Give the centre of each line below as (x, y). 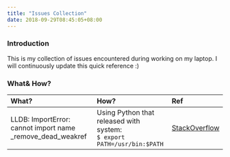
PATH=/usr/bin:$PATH (130, 144)
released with (118, 122)
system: (110, 130)
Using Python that (126, 113)
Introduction (28, 44)
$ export (111, 138)
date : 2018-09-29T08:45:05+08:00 (55, 20)
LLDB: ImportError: (40, 119)
